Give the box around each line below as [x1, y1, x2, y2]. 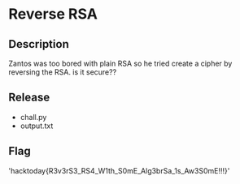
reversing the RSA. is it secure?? [8, 67, 117, 77]
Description [8, 37, 69, 51]
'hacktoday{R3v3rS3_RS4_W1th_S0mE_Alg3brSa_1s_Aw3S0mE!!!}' [8, 165, 230, 175]
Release [8, 91, 50, 105]
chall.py [20, 112, 47, 122]
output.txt [20, 121, 54, 131]
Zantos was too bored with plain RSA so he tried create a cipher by [8, 58, 233, 68]
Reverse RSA [8, 5, 98, 24]
